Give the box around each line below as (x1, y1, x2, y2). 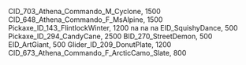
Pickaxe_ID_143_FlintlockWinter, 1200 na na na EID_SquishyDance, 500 (8, 23, 238, 32)
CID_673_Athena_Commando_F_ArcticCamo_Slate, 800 (8, 49, 187, 57)
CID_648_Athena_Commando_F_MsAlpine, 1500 (8, 15, 163, 24)
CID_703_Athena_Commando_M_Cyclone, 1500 (8, 7, 162, 16)
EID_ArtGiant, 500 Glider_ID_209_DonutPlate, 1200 (8, 40, 172, 49)
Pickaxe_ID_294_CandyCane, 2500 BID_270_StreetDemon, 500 (8, 31, 213, 41)
